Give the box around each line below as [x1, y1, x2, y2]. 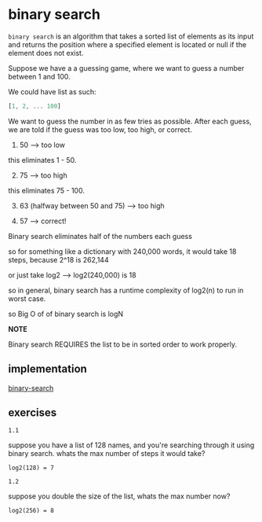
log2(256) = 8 [8, 507, 55, 515]
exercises [8, 406, 57, 420]
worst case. [8, 293, 46, 303]
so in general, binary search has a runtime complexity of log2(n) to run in [8, 285, 244, 295]
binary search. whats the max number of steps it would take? [8, 449, 206, 458]
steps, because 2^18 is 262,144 [8, 255, 109, 264]
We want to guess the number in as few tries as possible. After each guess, [8, 116, 253, 126]
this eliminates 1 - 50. [8, 155, 77, 164]
